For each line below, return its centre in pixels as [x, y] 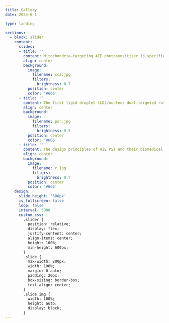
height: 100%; [42, 243]
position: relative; [49, 224]
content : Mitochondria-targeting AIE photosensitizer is [84, 56]
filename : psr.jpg [51, 122]
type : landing [20, 24]
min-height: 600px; [48, 247]
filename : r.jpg [49, 168]
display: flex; [43, 229]
